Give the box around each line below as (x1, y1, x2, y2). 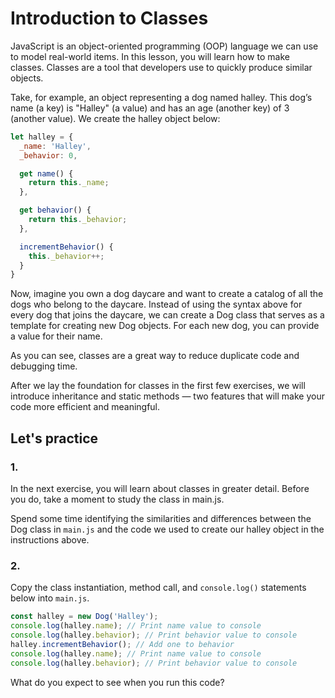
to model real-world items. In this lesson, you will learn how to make (10, 50, 290, 62)
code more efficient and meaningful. (10, 401, 161, 413)
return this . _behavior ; (28, 215, 128, 225)
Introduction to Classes (10, 7, 209, 30)
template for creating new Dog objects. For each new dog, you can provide (10, 320, 320, 332)
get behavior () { (19, 205, 92, 216)
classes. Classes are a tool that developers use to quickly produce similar (10, 61, 313, 73)
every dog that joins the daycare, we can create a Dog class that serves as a (10, 309, 325, 321)
